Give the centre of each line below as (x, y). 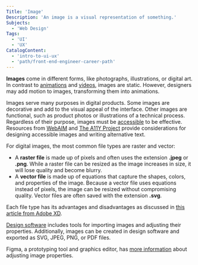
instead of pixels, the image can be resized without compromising (95, 189)
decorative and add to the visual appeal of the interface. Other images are (97, 109)
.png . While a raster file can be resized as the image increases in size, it (103, 164)
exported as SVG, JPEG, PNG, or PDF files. (59, 237)
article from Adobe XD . (34, 213)
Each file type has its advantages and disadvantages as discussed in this (96, 207)
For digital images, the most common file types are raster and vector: (91, 146)
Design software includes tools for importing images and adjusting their (94, 225)
